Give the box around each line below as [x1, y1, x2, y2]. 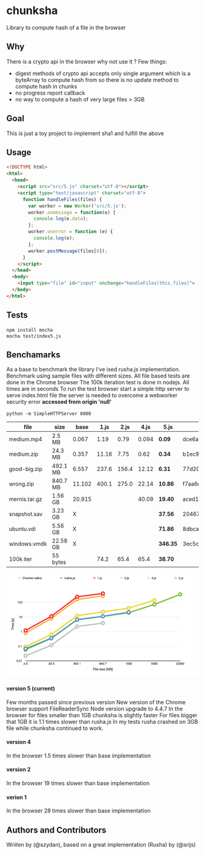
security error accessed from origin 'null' [6, 398, 112, 406]
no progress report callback [15, 89, 85, 97]
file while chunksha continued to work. [6, 724, 104, 732]
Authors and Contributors [6, 825, 107, 835]
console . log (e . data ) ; [33, 216, 88, 222]
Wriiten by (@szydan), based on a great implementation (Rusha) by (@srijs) [6, 841, 196, 849]
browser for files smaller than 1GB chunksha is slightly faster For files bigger [6, 711, 198, 718]
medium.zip [9, 450, 38, 458]
